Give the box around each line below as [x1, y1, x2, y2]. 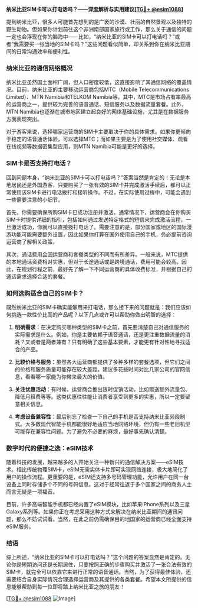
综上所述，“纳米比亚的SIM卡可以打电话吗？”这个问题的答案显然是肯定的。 [6, 554, 186, 561]
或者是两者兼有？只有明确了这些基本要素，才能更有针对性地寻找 [30, 338, 186, 345]
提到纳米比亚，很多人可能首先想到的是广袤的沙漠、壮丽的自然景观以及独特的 [6, 18, 192, 25]
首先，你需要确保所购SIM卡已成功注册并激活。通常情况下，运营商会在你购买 [6, 208, 192, 215]
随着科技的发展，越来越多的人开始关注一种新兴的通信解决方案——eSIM [6, 458, 179, 466]
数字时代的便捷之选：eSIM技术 [6, 444, 94, 452]
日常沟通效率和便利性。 [16, 48, 74, 55]
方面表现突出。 [6, 115, 42, 123]
